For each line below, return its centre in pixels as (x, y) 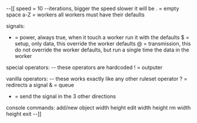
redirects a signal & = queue (40, 85)
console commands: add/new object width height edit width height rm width (98, 107)
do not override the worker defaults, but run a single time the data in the (102, 50)
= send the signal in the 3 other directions (65, 96)
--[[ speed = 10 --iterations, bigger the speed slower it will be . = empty (93, 8)
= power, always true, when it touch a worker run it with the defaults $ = (102, 37)
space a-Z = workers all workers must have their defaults (76, 15)
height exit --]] (24, 114)
